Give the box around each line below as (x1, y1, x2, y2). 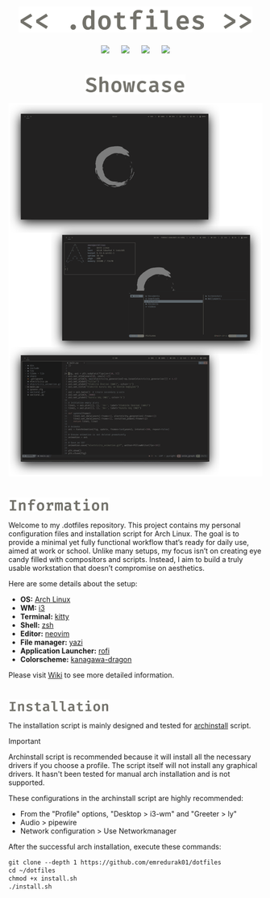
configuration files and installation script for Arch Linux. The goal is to (8, 529, 239, 539)
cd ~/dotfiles (8, 867, 56, 875)
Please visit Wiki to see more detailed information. (8, 670, 175, 680)
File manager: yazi (19, 637, 83, 648)
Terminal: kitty (19, 612, 70, 622)
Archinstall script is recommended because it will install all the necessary (8, 752, 251, 762)
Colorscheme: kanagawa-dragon (19, 655, 132, 665)
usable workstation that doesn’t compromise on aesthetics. (8, 564, 206, 573)
